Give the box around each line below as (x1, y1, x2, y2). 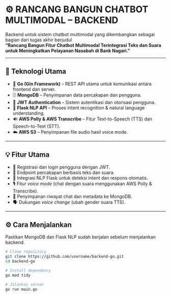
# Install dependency (5, 268, 51, 273)
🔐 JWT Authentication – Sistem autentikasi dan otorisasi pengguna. (12, 99, 156, 105)
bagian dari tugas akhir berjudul (5, 37, 72, 43)
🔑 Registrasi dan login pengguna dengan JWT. (12, 164, 110, 170)
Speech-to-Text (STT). (12, 123, 61, 129)
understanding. (12, 110, 45, 116)
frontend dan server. (12, 86, 56, 92)
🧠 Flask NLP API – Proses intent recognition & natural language (12, 105, 145, 111)
